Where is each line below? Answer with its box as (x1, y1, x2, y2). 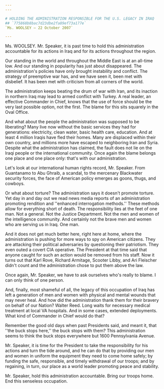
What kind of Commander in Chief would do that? (5, 313, 105, 319)
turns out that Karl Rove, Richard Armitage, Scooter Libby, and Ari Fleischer (5, 257, 157, 263)
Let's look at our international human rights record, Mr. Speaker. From (5, 165, 145, 171)
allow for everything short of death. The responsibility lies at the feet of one (5, 206, 158, 212)
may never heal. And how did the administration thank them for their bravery (5, 297, 159, 303)
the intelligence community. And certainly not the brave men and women (5, 216, 152, 222)
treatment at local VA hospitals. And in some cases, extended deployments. (5, 308, 158, 314)
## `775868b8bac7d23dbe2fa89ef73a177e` (5, 21, 87, 26)
